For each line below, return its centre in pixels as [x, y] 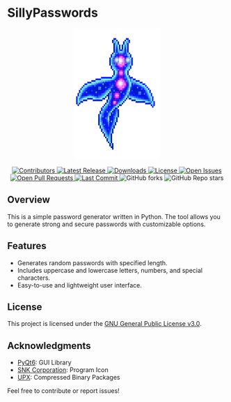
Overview [29, 200]
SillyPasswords [53, 13]
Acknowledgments [49, 346]
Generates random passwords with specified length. [93, 262]
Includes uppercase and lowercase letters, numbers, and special [110, 270]
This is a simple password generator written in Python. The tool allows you [114, 216]
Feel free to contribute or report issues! [63, 391]
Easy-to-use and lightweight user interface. [80, 285]
